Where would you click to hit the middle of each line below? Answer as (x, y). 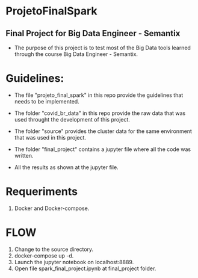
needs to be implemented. (47, 101)
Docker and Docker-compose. (52, 208)
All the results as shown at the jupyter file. (66, 167)
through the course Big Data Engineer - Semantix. (76, 54)
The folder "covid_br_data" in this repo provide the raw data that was (100, 113)
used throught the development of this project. (72, 119)
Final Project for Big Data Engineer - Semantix (93, 33)
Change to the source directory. (54, 249)
